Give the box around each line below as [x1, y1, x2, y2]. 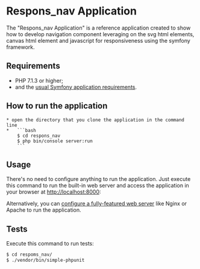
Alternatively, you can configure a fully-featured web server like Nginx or [6, 200, 187, 207]
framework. [6, 43, 35, 51]
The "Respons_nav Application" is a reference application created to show [6, 24, 191, 31]
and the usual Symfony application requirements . [14, 83, 137, 90]
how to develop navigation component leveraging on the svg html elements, [6, 30, 195, 37]
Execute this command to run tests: [6, 240, 95, 247]
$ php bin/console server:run [17, 138, 93, 144]
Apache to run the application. [6, 206, 81, 214]
